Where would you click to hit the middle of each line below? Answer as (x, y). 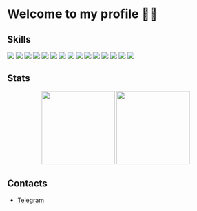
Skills (19, 40)
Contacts (28, 184)
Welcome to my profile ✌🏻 (82, 14)
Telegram (31, 200)
